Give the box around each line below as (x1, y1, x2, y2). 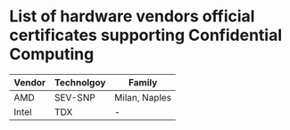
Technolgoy (54, 76, 106, 88)
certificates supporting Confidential (9, 25, 283, 45)
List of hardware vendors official (9, 6, 255, 27)
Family (128, 76, 158, 88)
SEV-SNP (54, 91, 95, 103)
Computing (9, 45, 95, 64)
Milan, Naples (114, 91, 172, 103)
